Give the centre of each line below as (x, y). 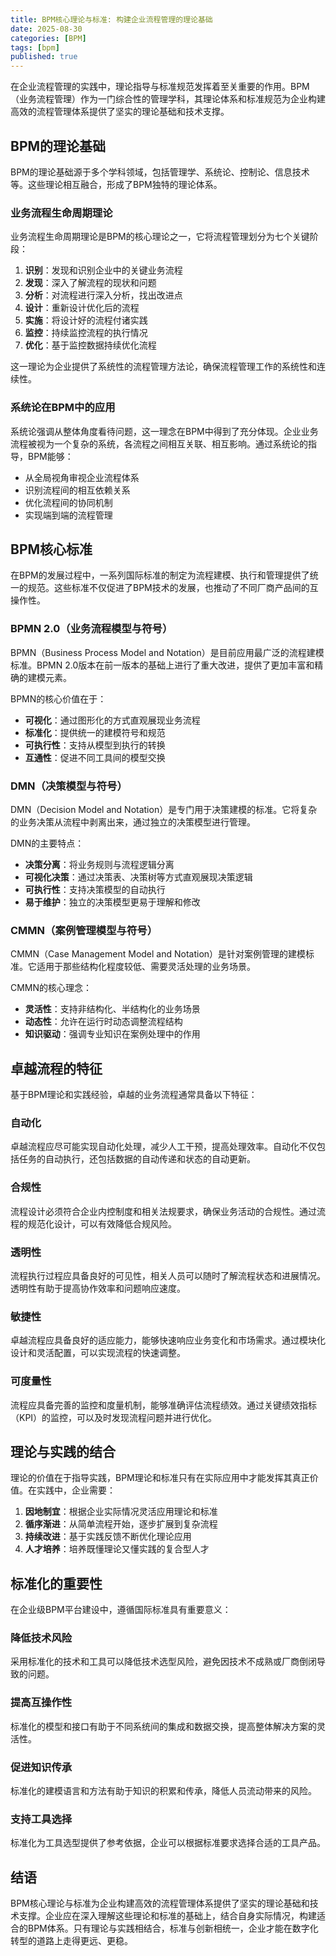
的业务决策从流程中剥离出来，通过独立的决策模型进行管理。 (133, 822)
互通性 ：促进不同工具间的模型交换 (95, 757)
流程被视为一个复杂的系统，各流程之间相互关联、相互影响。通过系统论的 (159, 443)
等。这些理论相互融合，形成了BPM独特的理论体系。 (116, 184)
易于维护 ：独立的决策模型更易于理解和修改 (112, 902)
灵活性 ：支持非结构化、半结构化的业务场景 (112, 1009)
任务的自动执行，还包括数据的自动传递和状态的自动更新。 (137, 1159)
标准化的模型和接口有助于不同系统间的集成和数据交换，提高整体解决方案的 (163, 1726)
